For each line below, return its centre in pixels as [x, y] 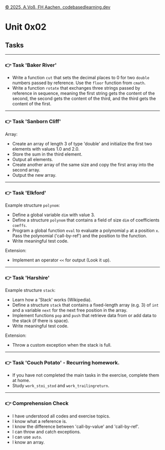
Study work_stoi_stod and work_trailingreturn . [61, 386]
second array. [26, 170]
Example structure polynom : [32, 205]
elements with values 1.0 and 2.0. [46, 149]
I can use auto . [27, 437]
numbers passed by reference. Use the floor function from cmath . [79, 83]
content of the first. [32, 104]
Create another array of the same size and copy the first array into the [83, 164]
